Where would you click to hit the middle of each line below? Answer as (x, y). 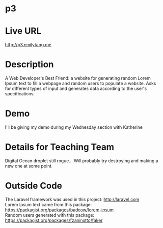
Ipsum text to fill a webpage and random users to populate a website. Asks (81, 84)
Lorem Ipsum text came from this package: (49, 204)
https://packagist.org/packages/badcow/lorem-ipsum (59, 210)
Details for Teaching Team (60, 147)
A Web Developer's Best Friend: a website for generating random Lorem (78, 78)
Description (29, 65)
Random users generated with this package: (50, 215)
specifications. (20, 94)
